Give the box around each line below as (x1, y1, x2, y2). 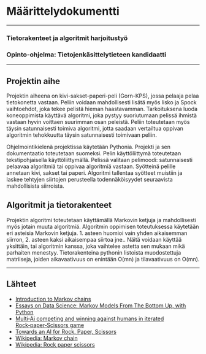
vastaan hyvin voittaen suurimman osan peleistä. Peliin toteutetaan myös (6, 118, 190, 125)
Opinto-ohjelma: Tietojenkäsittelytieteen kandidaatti (6, 50, 167, 59)
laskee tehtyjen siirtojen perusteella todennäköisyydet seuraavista (6, 175, 173, 183)
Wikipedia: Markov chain (15, 334, 78, 342)
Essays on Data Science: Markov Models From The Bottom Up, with (15, 302, 186, 309)
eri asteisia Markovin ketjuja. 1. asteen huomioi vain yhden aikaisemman (6, 229, 188, 237)
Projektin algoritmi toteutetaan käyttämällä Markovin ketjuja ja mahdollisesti (6, 216, 196, 223)
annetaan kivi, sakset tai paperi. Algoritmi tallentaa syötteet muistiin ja (6, 169, 183, 176)
